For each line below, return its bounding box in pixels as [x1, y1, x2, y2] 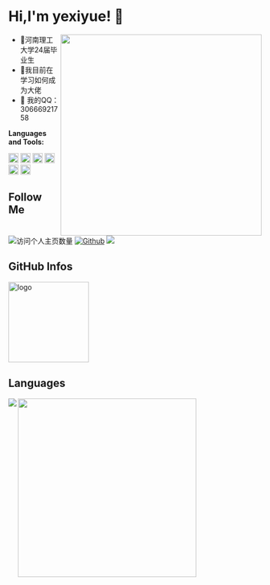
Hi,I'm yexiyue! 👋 [8, 7, 125, 26]
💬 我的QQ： [19, 95, 59, 105]
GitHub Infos [8, 260, 73, 274]
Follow [8, 191, 43, 204]
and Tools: [8, 137, 44, 146]
